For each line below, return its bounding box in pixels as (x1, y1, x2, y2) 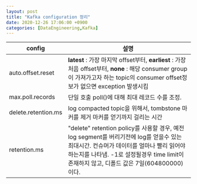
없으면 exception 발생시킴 (80, 83, 149, 91)
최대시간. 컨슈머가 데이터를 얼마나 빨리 (67, 142, 168, 150)
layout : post (6, 8, 38, 15)
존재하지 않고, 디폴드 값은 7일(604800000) (67, 159, 184, 168)
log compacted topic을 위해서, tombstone (67, 104, 181, 113)
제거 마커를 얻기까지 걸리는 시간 (80, 113, 162, 121)
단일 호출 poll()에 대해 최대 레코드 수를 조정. (67, 93, 182, 101)
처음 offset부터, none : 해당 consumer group (67, 65, 188, 73)
